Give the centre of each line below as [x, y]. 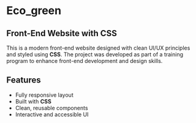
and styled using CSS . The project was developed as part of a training [95, 54]
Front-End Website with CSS [62, 33]
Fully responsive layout [44, 95]
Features [24, 80]
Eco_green [34, 11]
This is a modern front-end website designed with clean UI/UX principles [98, 48]
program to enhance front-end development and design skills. [85, 61]
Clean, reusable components [51, 108]
